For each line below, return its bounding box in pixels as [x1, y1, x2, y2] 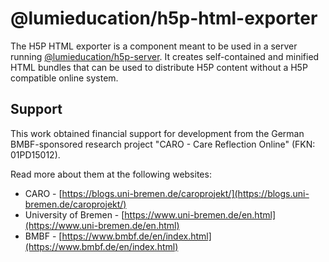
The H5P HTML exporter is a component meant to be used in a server [10, 40, 298, 52]
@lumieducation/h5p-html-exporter [10, 7, 318, 30]
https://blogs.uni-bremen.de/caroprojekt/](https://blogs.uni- [61, 187, 310, 199]
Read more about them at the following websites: [10, 168, 212, 180]
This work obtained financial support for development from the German [10, 127, 305, 139]
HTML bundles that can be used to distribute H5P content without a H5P [10, 61, 308, 73]
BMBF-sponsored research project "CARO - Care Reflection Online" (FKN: [10, 138, 316, 150]
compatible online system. [10, 72, 119, 84]
